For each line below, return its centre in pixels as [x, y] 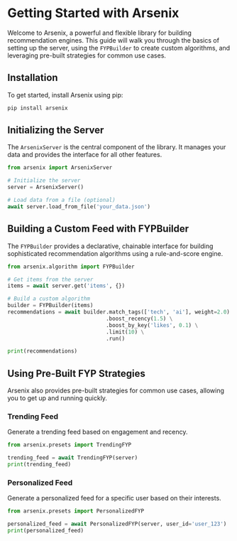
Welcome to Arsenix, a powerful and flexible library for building [99, 33]
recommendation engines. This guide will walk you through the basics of [114, 40]
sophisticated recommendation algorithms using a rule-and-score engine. [115, 253]
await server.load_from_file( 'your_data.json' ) [79, 207]
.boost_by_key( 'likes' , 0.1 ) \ [152, 325]
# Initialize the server [44, 181]
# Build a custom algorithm [49, 299]
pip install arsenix [38, 108]
